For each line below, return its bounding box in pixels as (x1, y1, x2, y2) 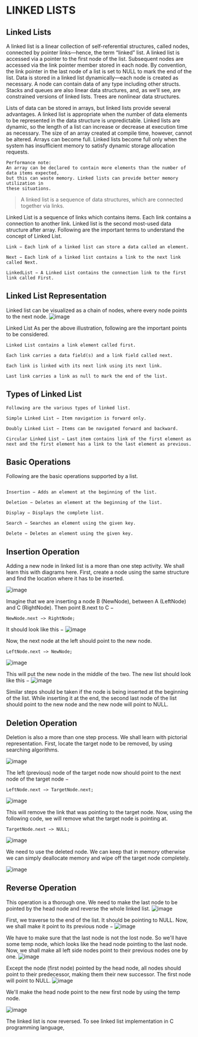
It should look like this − (6, 626, 64, 633)
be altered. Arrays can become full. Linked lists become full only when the (6, 136, 187, 142)
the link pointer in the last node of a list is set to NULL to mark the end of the (6, 68, 192, 74)
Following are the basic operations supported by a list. (6, 473, 138, 480)
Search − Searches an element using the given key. (6, 521, 136, 526)
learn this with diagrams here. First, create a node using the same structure (6, 568, 189, 576)
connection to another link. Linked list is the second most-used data (6, 220, 171, 227)
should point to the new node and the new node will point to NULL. (6, 701, 168, 708)
